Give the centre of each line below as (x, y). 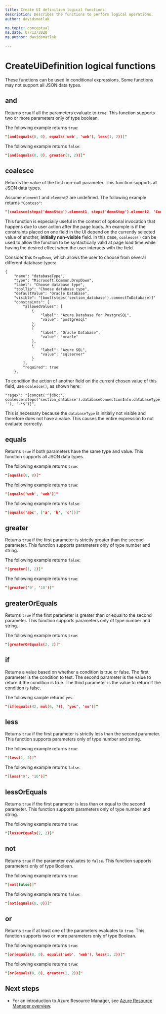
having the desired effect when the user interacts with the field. (70, 248)
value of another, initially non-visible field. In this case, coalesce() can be (81, 237)
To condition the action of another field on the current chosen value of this (81, 381)
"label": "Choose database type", (49, 285)
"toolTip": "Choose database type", (52, 289)
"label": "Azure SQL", (64, 350)
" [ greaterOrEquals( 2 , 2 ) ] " (33, 645)
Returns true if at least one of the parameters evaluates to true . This (75, 931)
